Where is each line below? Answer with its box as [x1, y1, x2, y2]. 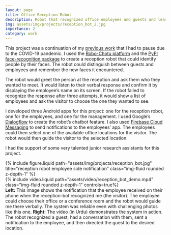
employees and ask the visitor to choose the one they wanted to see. [5, 98, 150, 104]
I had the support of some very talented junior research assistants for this [5, 145, 159, 151]
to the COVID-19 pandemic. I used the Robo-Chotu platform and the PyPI [5, 50, 158, 56]
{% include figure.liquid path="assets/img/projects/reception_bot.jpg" [5, 160, 152, 166]
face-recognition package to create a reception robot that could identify [5, 56, 156, 62]
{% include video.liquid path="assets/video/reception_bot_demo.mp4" [5, 177, 154, 182]
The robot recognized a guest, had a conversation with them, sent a [5, 214, 148, 220]
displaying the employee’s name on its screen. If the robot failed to [5, 87, 145, 93]
